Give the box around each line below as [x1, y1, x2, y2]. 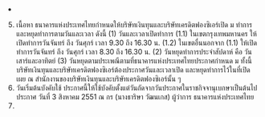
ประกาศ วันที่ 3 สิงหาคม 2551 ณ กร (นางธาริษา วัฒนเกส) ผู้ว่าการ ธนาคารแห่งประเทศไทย [15, 92, 255, 101]
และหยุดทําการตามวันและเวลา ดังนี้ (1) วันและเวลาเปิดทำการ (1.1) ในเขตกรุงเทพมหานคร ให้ [15, 29, 257, 38]
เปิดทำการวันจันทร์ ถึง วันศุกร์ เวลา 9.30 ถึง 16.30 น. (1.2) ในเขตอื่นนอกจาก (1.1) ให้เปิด [15, 38, 258, 47]
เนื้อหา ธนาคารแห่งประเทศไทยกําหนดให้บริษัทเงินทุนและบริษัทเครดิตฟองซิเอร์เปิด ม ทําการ [15, 20, 253, 29]
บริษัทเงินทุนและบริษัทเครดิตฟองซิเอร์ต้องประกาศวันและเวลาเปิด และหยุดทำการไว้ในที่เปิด [15, 65, 251, 75]
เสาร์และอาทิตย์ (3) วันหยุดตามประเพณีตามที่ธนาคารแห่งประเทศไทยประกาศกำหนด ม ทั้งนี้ [15, 56, 252, 65]
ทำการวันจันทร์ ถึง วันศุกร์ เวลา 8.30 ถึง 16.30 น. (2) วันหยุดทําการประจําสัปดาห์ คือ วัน [15, 47, 252, 56]
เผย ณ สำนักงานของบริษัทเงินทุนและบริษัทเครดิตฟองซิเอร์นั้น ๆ [15, 74, 181, 83]
